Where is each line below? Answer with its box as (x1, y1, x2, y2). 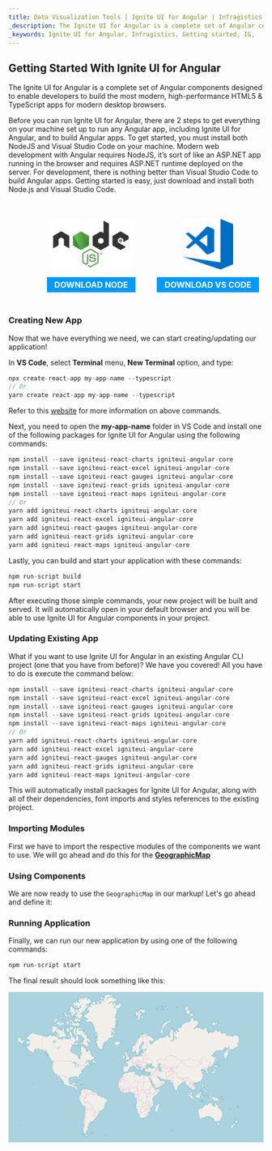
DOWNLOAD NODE (53, 280, 129, 291)
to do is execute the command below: (8, 669, 134, 678)
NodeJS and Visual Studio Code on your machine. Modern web (8, 142, 220, 152)
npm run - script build (8, 572, 82, 580)
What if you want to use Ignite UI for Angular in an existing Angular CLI (8, 651, 244, 661)
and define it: (8, 897, 53, 907)
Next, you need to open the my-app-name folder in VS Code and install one (8, 421, 262, 431)
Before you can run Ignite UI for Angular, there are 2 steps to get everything (8, 116, 261, 126)
